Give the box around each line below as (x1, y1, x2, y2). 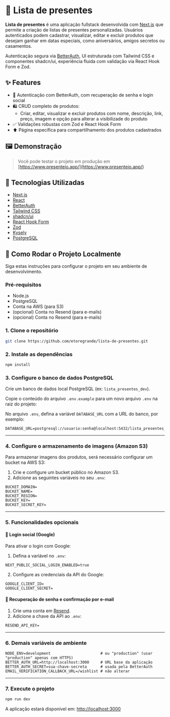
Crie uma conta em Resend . (12, 607, 71, 614)
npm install (5, 362, 30, 367)
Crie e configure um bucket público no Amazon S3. (12, 470, 120, 476)
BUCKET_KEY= (5, 498, 30, 503)
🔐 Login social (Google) (5, 531, 55, 538)
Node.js (12, 293, 29, 299)
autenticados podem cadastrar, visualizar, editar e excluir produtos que (5, 32, 154, 38)
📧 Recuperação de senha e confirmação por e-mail (5, 597, 114, 603)
